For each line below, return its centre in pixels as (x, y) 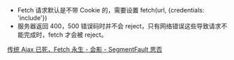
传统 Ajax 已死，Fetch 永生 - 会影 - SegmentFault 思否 (85, 49)
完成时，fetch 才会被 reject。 (65, 34)
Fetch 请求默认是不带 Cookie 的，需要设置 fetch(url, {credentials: (111, 10)
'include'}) (32, 18)
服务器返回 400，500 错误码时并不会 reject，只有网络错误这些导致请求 (119, 26)
